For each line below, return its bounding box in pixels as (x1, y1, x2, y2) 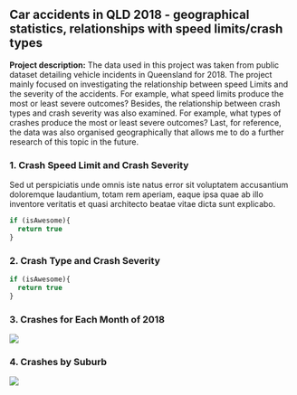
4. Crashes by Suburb (9, 355, 107, 368)
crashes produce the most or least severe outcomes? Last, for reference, (9, 117, 283, 127)
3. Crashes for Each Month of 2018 (9, 313, 166, 325)
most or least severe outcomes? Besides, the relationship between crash (9, 98, 281, 108)
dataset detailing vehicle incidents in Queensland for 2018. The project (9, 69, 273, 80)
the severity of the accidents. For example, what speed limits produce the (9, 88, 284, 99)
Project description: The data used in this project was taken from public (9, 59, 280, 71)
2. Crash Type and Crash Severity (9, 254, 160, 267)
